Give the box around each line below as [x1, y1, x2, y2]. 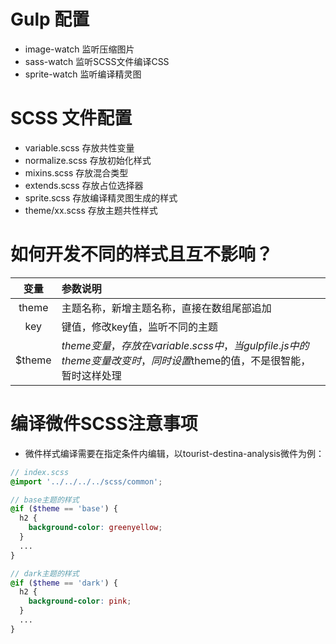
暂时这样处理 [61, 368, 122, 382]
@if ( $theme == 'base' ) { [10, 504, 118, 514]
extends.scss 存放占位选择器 [24, 179, 144, 191]
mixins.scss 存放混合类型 [24, 166, 129, 179]
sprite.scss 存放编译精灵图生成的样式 [24, 191, 178, 204]
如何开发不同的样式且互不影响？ [10, 243, 274, 266]
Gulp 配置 [10, 8, 90, 31]
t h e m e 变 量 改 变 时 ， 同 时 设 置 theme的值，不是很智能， [61, 353, 312, 367]
